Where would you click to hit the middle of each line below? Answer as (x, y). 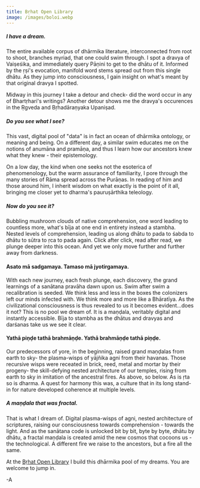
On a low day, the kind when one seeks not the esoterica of (79, 167)
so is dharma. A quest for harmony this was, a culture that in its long (90, 383)
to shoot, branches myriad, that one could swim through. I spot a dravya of (98, 58)
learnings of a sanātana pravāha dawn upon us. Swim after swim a (88, 286)
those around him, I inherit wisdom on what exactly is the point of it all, (93, 186)
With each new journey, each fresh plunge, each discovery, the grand (92, 280)
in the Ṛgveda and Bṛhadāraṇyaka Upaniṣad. (61, 108)
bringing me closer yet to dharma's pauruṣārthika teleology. (80, 193)
